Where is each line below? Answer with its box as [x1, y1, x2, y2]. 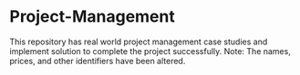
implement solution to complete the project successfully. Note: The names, [9, 45, 292, 56]
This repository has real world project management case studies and [9, 36, 268, 47]
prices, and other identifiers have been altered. [9, 55, 186, 66]
